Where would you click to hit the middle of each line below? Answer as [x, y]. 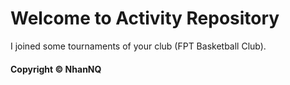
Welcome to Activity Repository [145, 18]
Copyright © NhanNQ [56, 69]
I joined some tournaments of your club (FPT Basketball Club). [138, 46]
